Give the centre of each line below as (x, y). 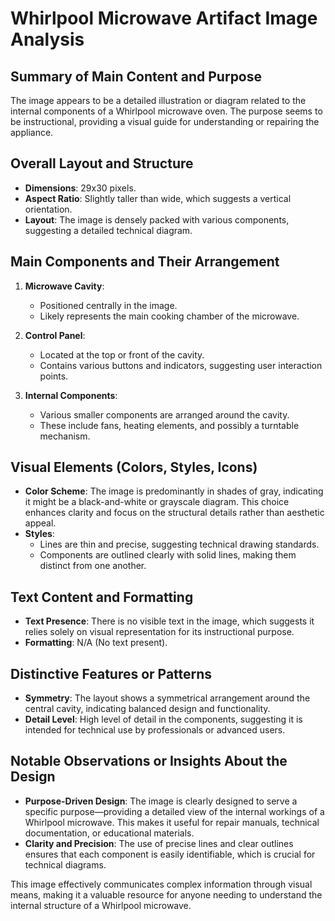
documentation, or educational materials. (109, 833)
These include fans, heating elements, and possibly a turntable (169, 425)
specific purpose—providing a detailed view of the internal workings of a (174, 811)
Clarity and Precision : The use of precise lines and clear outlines (159, 843)
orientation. (48, 209)
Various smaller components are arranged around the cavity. (164, 414)
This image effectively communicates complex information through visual (161, 884)
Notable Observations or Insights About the (149, 761)
